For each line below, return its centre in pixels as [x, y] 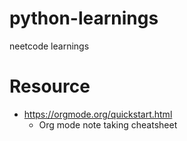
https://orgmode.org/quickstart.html [98, 114]
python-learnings [84, 18]
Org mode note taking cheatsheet [108, 124]
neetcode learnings [49, 46]
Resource [50, 86]
